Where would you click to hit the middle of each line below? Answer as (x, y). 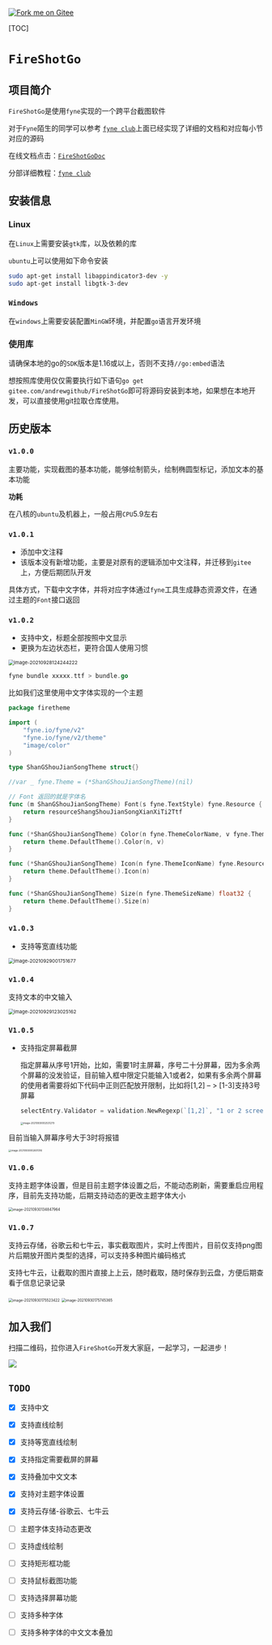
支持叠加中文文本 (49, 1477)
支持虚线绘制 (41, 1546)
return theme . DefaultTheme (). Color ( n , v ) (93, 842)
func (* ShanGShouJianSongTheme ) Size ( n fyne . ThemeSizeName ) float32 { (130, 893)
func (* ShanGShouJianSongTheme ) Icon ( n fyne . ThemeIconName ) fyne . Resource (137, 864)
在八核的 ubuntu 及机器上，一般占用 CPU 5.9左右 (83, 514)
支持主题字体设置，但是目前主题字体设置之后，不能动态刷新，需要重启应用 (132, 1185)
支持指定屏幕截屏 (49, 1048)
